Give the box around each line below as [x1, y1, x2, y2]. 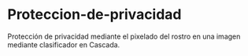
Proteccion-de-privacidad [7, 6, 182, 24]
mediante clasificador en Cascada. [7, 39, 120, 49]
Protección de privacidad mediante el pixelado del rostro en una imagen [7, 32, 241, 41]
